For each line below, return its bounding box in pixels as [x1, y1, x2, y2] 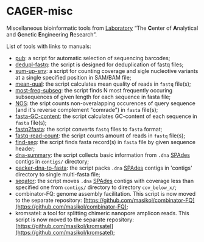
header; [15, 145, 35, 152]
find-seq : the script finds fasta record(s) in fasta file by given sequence [15, 138, 196, 145]
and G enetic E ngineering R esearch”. [6, 30, 97, 38]
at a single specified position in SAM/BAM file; [15, 74, 132, 81]
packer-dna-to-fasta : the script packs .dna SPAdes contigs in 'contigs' [15, 164, 193, 171]
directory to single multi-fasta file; [15, 170, 100, 178]
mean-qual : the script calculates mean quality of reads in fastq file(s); [15, 80, 191, 88]
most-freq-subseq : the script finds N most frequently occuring [15, 86, 173, 94]
